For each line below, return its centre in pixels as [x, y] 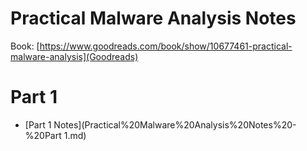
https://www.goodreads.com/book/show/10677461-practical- [166, 46]
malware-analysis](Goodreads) [74, 56]
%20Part [43, 135]
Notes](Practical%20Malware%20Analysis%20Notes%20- [175, 124]
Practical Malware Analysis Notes [153, 18]
